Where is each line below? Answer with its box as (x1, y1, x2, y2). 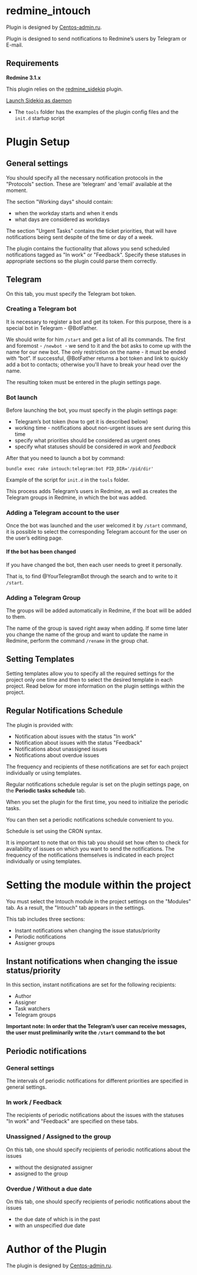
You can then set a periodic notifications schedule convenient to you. (6, 816, 174, 823)
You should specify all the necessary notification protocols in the (6, 174, 163, 181)
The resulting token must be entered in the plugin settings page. (6, 378, 162, 385)
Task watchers (14, 1005, 51, 1012)
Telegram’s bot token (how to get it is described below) (14, 418, 148, 425)
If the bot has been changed (6, 548, 76, 555)
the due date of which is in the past (14, 1215, 101, 1223)
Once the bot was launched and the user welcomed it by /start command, (6, 522, 188, 529)
